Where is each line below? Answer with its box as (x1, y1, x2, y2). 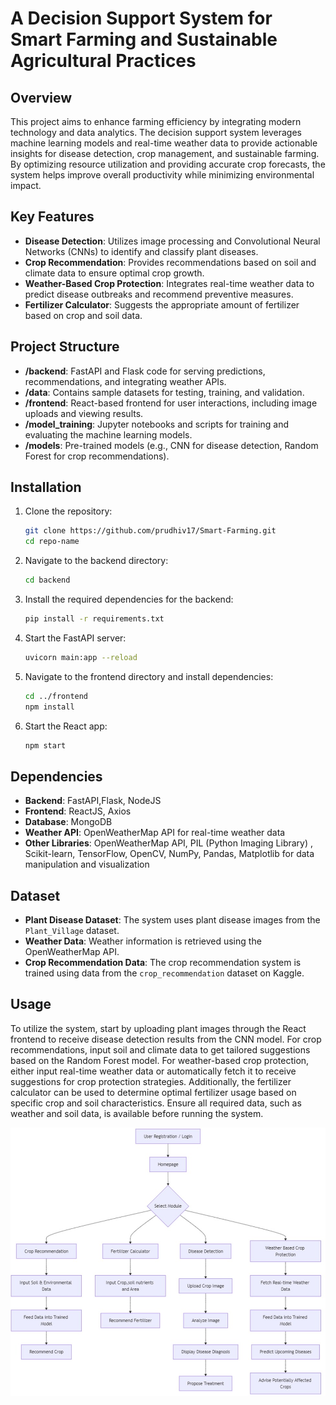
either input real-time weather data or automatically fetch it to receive (10, 1065, 297, 1077)
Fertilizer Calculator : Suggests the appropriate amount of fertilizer (24, 298, 300, 311)
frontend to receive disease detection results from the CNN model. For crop (10, 1033, 322, 1045)
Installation (10, 479, 82, 496)
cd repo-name (24, 537, 80, 547)
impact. (10, 180, 42, 191)
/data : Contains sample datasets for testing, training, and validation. (24, 386, 305, 398)
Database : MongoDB (24, 816, 113, 828)
